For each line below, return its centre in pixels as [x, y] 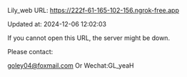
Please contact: [30, 52]
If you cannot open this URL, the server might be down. [89, 38]
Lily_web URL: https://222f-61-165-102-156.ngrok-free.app [93, 10]
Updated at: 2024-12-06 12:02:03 [57, 24]
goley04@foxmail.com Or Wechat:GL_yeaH [71, 66]
